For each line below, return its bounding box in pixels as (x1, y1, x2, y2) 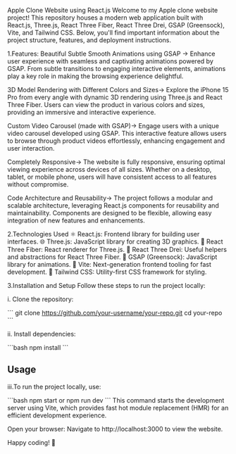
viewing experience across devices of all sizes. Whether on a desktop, (7, 165, 212, 173)
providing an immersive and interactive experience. (7, 108, 156, 116)
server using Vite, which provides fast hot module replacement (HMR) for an (7, 403, 229, 412)
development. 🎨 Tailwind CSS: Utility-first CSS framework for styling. (7, 267, 207, 276)
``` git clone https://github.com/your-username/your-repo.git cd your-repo (7, 309, 223, 317)
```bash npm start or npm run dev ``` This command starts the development (7, 396, 225, 404)
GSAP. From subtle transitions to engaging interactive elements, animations (7, 65, 226, 72)
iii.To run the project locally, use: (7, 382, 101, 391)
